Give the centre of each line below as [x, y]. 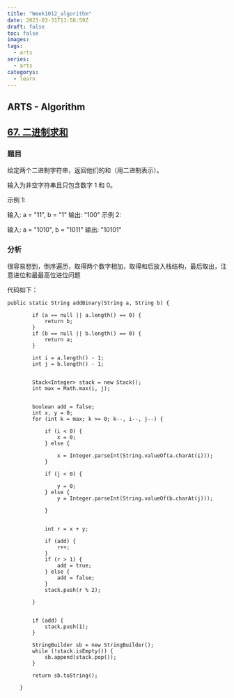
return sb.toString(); [65, 675]
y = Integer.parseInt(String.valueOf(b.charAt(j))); [135, 498]
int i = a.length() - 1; [68, 358]
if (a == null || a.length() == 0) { [87, 315]
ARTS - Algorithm [46, 106]
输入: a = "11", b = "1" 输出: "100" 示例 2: [64, 215]
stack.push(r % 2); [72, 590]
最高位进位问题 [59, 275]
